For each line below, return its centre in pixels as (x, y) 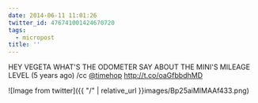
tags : (17, 30)
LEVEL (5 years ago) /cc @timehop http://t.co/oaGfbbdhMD (106, 75)
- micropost (35, 37)
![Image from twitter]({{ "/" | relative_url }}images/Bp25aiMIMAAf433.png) (129, 90)
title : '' (25, 45)
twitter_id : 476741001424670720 (61, 23)
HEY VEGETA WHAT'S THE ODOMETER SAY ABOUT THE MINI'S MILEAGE (129, 67)
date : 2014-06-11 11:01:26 (53, 15)
